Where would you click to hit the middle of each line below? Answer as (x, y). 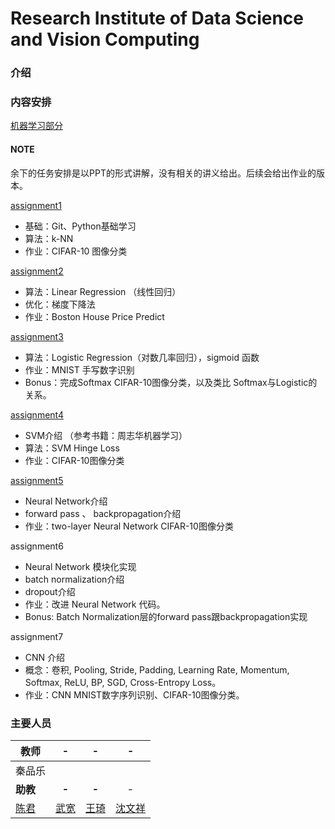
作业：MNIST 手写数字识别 (79, 369)
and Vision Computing (105, 39)
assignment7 (37, 636)
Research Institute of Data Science (157, 18)
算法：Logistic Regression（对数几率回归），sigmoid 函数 (142, 357)
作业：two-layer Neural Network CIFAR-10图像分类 (129, 526)
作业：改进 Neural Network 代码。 (95, 604)
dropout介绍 (50, 591)
